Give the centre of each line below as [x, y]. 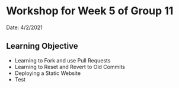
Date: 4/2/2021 [24, 27]
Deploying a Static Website [48, 73]
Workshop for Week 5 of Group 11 [90, 11]
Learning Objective [42, 46]
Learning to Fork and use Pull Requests [63, 60]
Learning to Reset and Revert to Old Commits [70, 67]
